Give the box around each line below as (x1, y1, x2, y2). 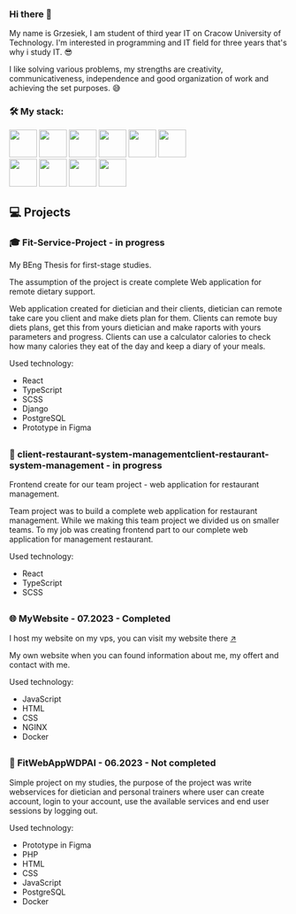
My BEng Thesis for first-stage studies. (9, 260, 152, 271)
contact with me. (9, 659, 71, 670)
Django (21, 403, 49, 414)
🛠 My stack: (9, 105, 65, 118)
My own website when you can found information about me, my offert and (9, 649, 279, 660)
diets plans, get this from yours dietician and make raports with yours (9, 322, 262, 333)
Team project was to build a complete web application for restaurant (9, 506, 258, 517)
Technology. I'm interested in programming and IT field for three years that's (9, 37, 287, 48)
